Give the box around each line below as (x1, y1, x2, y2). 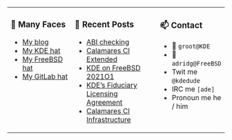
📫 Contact (159, 20, 202, 31)
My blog (22, 37, 50, 47)
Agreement (86, 97, 123, 107)
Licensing (86, 89, 118, 99)
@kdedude (171, 77, 200, 85)
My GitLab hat (22, 72, 68, 81)
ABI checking (86, 37, 130, 47)
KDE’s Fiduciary (86, 80, 137, 90)
